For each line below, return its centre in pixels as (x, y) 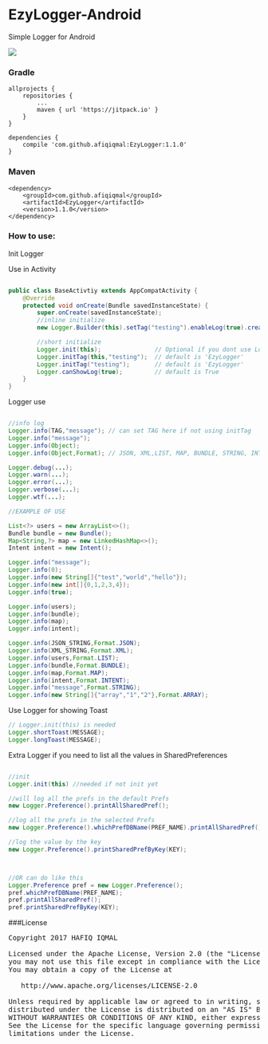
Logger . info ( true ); (41, 592)
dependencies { (33, 138)
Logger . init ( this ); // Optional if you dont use (144, 349)
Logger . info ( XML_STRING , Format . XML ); (71, 651)
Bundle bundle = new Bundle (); (60, 533)
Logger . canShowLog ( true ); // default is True (128, 372)
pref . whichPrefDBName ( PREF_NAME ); (66, 892)
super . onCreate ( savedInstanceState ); (99, 313)
